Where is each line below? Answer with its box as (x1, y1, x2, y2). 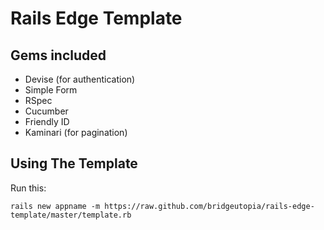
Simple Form (24, 84, 78, 96)
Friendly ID (24, 116, 70, 127)
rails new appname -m (10, 201, 101, 211)
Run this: (10, 182, 47, 194)
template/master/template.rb (10, 210, 132, 220)
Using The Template (10, 155, 138, 172)
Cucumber (24, 105, 69, 117)
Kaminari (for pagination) (24, 127, 128, 138)
